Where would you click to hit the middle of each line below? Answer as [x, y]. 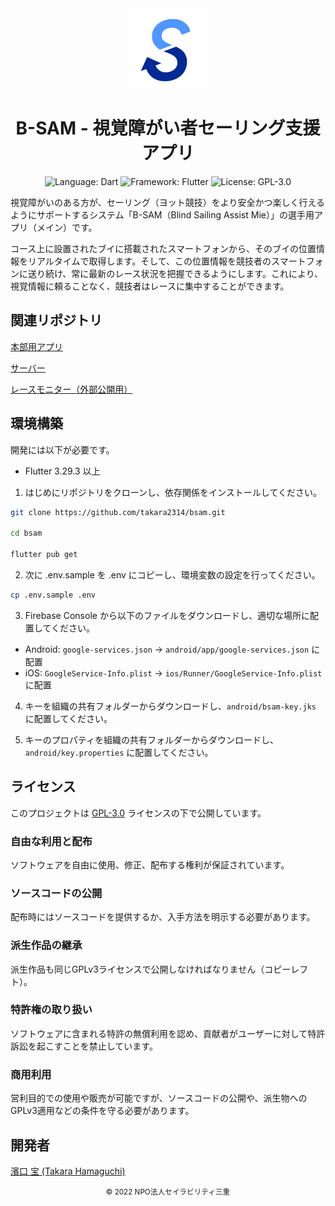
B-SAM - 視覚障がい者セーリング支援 [168, 128]
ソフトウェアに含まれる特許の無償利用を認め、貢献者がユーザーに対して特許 [168, 1033]
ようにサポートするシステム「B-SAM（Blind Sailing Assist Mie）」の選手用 [162, 214]
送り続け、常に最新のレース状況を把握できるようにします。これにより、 [175, 273]
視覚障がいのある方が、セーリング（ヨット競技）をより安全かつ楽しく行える [168, 202]
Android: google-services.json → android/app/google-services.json [167, 649]
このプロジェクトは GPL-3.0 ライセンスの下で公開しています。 [138, 813]
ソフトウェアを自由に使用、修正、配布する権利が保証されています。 [150, 864]
